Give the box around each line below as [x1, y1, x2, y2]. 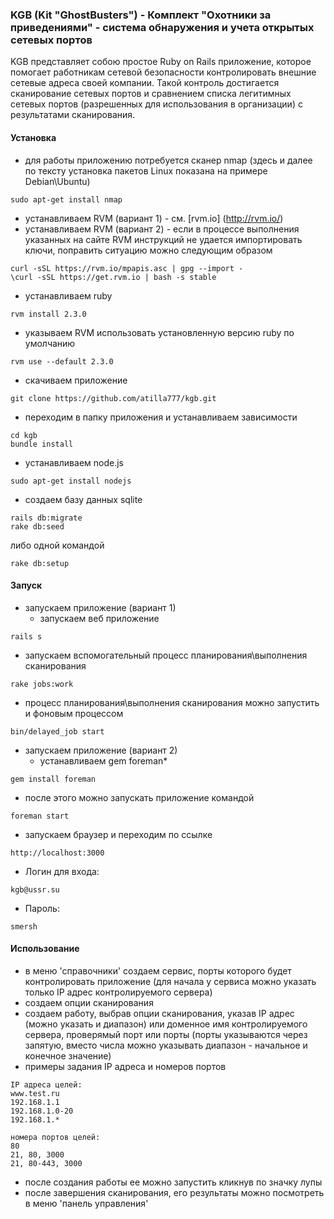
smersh [10, 921, 38, 932]
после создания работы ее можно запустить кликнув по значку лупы [24, 1176, 323, 1188]
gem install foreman [10, 774, 97, 784]
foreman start [10, 811, 70, 821]
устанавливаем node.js [24, 456, 124, 468]
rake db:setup [10, 558, 70, 568]
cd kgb [10, 430, 38, 440]
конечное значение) [24, 1049, 112, 1062]
